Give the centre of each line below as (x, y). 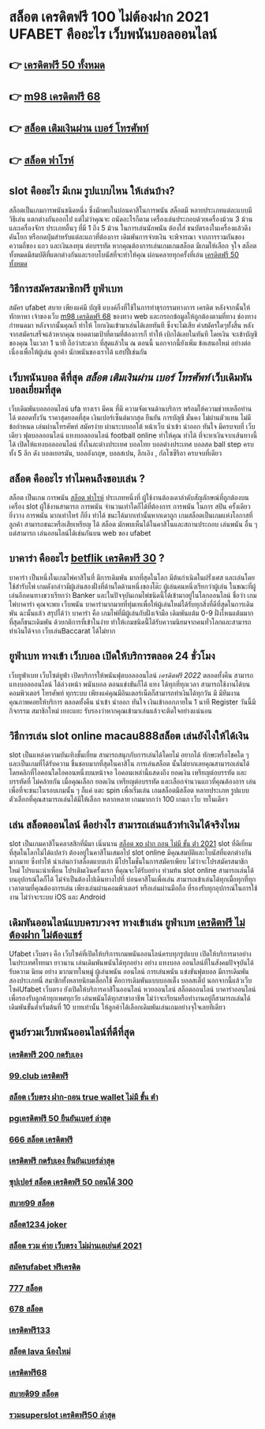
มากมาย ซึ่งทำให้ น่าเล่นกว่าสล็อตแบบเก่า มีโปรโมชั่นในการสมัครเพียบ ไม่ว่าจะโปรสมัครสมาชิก (129, 862)
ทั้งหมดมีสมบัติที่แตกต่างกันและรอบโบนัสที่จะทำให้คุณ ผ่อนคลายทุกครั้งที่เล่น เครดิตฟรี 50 (124, 254)
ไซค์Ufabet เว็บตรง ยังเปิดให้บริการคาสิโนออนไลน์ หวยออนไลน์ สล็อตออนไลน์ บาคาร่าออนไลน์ (132, 989)
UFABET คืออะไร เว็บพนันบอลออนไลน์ (113, 34)
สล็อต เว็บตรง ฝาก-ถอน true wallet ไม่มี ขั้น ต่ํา (84, 1097)
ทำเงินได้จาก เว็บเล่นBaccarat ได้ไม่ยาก (62, 630)
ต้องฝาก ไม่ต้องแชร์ (46, 935)
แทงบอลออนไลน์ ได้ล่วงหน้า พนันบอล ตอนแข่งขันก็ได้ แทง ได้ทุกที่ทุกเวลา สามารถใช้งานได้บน (130, 684)
